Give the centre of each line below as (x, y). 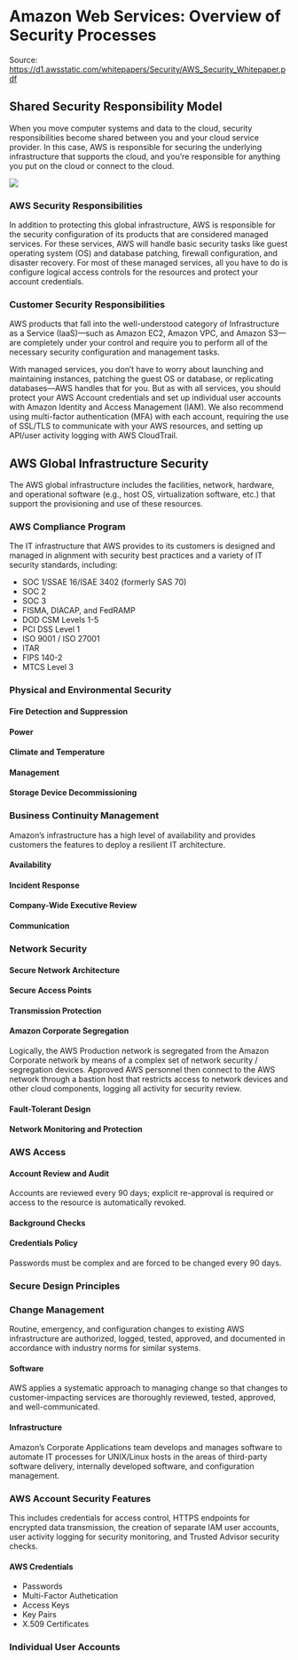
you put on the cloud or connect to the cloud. (92, 165)
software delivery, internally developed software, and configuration (132, 1466)
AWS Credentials (41, 1567)
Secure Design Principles (65, 1286)
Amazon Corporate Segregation (69, 1031)
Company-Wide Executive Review (73, 906)
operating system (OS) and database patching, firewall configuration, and (143, 253)
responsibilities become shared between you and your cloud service (134, 137)
